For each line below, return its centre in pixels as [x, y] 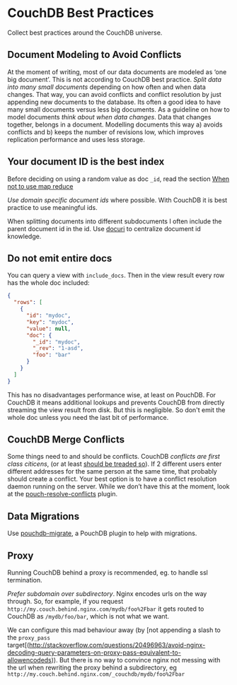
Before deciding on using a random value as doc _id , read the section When [118, 179]
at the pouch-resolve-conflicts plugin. [63, 494]
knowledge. [24, 236]
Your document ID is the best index [86, 162]
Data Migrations [44, 516]
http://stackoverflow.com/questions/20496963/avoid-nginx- [117, 645]
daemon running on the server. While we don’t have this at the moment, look [118, 486]
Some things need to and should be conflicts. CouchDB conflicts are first [114, 457]
